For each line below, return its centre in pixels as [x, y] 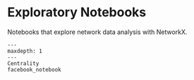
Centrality [23, 63]
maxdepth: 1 [25, 51]
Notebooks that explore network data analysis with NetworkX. [97, 32]
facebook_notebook [34, 69]
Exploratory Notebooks [77, 12]
